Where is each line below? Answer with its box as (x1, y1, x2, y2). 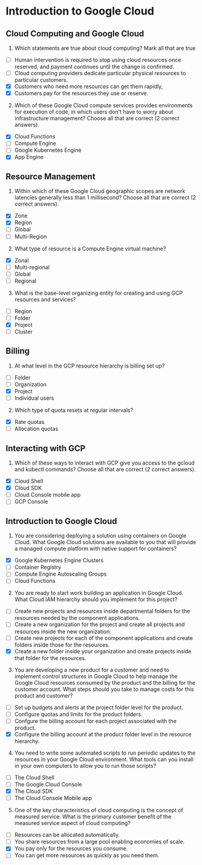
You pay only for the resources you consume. (14, 845, 128, 852)
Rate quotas (14, 419, 45, 426)
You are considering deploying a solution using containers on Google (14, 532, 187, 539)
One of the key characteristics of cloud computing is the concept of (14, 807, 184, 814)
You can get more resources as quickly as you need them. (14, 852, 160, 859)
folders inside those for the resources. (14, 641, 110, 648)
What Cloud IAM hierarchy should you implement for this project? (14, 596, 178, 603)
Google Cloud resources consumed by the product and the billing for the (14, 679, 196, 686)
